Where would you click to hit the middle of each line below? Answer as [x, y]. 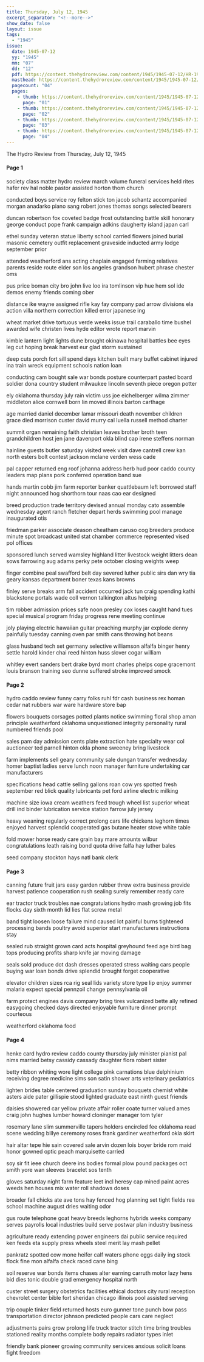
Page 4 [15, 1040]
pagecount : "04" [32, 86]
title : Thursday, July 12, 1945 [47, 12]
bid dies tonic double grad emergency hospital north [72, 1279]
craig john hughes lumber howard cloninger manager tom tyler [84, 1115]
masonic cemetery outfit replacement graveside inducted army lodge [93, 243]
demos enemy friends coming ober [50, 293]
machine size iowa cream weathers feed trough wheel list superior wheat [98, 803]
